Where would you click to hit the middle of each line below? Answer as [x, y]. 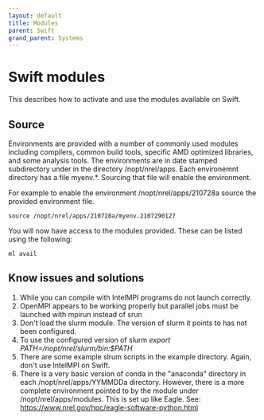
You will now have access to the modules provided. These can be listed [125, 231]
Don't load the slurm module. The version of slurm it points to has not [134, 323]
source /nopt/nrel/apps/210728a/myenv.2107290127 [92, 216]
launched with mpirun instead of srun [81, 314]
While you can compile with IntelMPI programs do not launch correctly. [136, 297]
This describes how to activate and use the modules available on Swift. [124, 100]
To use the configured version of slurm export [95, 340]
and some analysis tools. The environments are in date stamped [113, 161]
